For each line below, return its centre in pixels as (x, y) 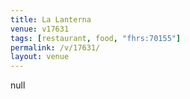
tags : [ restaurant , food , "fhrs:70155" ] (96, 38)
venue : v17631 (40, 29)
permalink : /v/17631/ (55, 47)
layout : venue (40, 57)
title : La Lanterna (51, 19)
